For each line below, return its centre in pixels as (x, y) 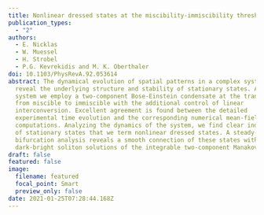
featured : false (35, 162)
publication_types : (40, 23)
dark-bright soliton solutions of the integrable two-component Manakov (137, 147)
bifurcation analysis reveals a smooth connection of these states (128, 140)
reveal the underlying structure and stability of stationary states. (133, 89)
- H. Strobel (37, 60)
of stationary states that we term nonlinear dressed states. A (123, 132)
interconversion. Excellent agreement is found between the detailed (131, 111)
